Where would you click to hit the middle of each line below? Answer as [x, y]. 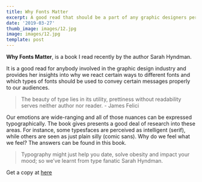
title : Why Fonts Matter [37, 12]
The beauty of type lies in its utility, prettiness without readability [101, 99]
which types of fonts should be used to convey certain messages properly [98, 81]
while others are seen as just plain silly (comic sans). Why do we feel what [98, 136]
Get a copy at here [29, 172]
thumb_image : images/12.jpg [41, 29]
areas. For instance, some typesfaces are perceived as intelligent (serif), [96, 130]
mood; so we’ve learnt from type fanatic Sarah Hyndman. [92, 161]
